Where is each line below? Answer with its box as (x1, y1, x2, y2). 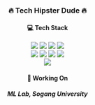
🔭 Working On (27, 73, 68, 82)
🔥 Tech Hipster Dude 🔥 (8, 6, 87, 15)
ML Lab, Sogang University (6, 90, 89, 98)
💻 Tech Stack (27, 23, 68, 31)
